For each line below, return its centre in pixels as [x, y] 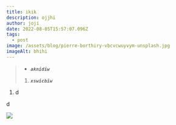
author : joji [23, 23]
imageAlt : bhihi [27, 52]
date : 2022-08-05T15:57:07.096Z [47, 29]
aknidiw [40, 69]
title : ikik [21, 12]
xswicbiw [41, 81]
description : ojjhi [31, 18]
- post [20, 40]
